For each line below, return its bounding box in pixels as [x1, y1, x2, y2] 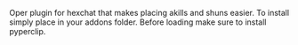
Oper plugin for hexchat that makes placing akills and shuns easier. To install [9, 8, 290, 18]
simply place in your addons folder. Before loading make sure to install [9, 17, 267, 27]
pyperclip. [9, 26, 46, 36]
